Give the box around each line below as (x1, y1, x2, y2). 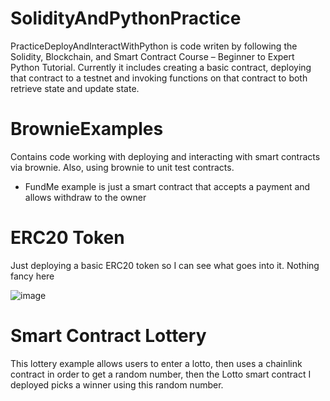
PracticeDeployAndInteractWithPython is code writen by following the (10, 40, 298, 52)
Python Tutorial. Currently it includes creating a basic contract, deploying (10, 61, 312, 73)
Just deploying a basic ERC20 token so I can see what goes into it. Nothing (10, 259, 320, 271)
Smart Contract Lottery (10, 325, 207, 347)
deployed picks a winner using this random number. (10, 378, 224, 391)
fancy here (10, 270, 55, 282)
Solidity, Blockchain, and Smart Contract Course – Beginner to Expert (10, 50, 295, 62)
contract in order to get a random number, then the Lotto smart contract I (10, 368, 312, 380)
